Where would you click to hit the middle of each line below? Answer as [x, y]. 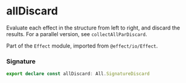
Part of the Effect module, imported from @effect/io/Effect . [82, 46]
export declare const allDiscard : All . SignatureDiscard [78, 74]
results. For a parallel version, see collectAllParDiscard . [77, 34]
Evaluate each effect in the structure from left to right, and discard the [93, 28]
